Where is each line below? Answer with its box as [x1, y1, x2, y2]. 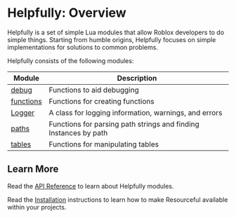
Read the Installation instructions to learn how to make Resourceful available [7, 195, 228, 204]
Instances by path [48, 128, 108, 137]
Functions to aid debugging [48, 85, 139, 95]
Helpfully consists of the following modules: [7, 56, 134, 64]
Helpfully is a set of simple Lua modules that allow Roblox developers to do [7, 28, 225, 36]
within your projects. [7, 203, 67, 211]
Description [117, 73, 157, 83]
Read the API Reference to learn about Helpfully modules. [7, 182, 174, 190]
